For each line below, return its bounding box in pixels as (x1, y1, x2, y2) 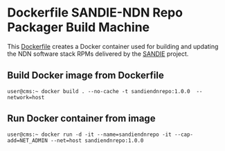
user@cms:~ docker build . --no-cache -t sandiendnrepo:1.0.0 (7, 88, 190, 94)
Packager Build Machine (7, 19, 150, 35)
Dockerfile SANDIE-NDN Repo (7, 5, 183, 21)
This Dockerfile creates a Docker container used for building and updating (7, 42, 219, 50)
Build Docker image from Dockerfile (7, 70, 164, 81)
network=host (7, 94, 45, 101)
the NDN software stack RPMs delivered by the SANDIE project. (7, 50, 189, 58)
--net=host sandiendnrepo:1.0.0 (51, 137, 144, 144)
